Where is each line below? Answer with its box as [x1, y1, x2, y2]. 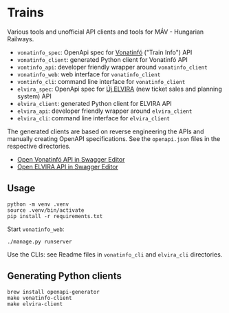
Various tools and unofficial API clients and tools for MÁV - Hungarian [7, 28, 204, 36]
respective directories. [7, 142, 71, 150]
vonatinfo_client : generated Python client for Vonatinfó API [17, 55, 188, 63]
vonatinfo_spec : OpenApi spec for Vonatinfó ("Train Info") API [17, 48, 193, 56]
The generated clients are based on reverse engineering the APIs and [7, 127, 204, 136]
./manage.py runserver [7, 238, 72, 245]
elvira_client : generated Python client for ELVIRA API [17, 99, 172, 107]
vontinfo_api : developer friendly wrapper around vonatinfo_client [17, 63, 208, 71]
